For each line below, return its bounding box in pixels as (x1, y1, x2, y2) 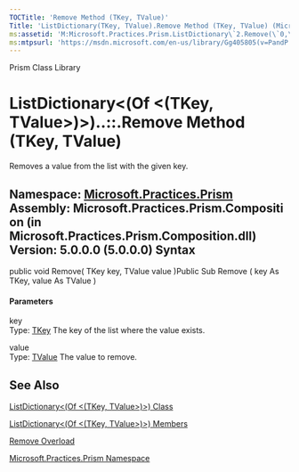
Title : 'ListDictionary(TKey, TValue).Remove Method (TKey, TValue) (9, 21, 269, 30)
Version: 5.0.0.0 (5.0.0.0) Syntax (9, 242, 196, 257)
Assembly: (9, 200, 71, 216)
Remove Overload (9, 435, 76, 446)
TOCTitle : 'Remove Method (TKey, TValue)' (9, 12, 169, 22)
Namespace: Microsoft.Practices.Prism (9, 186, 233, 201)
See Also (9, 378, 60, 393)
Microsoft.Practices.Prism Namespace (9, 453, 150, 464)
